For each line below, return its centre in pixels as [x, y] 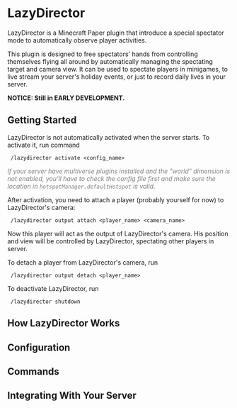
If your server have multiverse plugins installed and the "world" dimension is [119, 171]
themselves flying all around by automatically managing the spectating [110, 61]
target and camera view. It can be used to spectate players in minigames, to [118, 69]
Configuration [39, 347]
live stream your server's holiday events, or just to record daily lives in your [117, 77]
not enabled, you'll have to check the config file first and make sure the [111, 178]
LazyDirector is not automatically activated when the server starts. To [109, 137]
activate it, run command [44, 145]
